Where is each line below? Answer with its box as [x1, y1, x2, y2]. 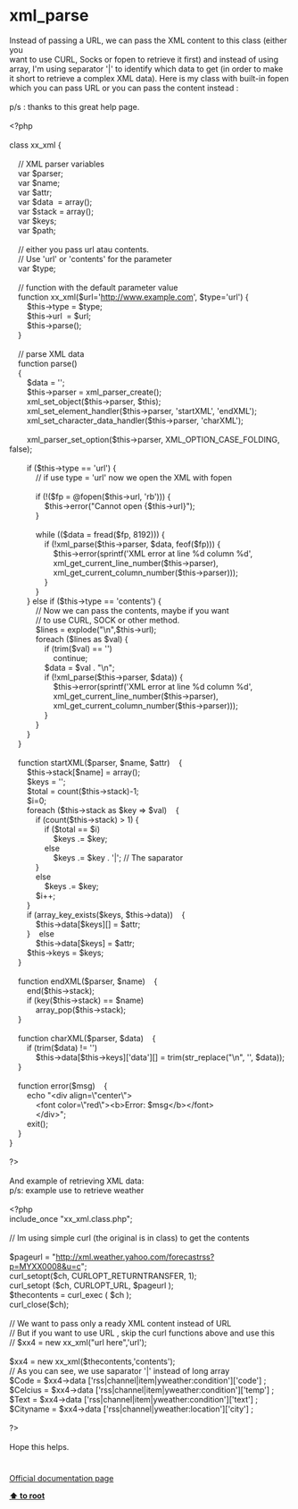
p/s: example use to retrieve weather [9, 1184, 145, 1195]
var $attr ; [17, 187, 53, 198]
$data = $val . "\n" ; [44, 662, 115, 673]
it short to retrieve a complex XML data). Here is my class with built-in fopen [9, 72, 290, 83]
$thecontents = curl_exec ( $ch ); [9, 1289, 132, 1300]
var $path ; [17, 225, 56, 235]
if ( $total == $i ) [44, 824, 101, 835]
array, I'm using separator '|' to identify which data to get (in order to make [9, 64, 284, 74]
